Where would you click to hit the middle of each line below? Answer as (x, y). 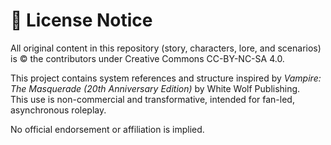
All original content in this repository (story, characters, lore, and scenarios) (166, 48)
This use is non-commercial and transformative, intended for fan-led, (152, 99)
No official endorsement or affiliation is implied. (107, 129)
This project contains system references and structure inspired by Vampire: (166, 78)
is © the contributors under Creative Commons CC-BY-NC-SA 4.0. (147, 58)
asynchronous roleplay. (58, 110)
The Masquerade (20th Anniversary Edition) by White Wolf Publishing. (155, 88)
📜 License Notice (81, 20)
